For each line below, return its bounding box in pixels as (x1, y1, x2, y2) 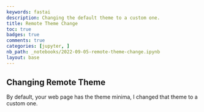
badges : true (6, 32, 40, 38)
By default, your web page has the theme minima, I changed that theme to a (6, 93, 198, 101)
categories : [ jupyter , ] (6, 43, 70, 50)
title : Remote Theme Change (6, 20, 78, 26)
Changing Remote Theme (6, 77, 106, 88)
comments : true (6, 37, 45, 43)
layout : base (6, 54, 40, 61)
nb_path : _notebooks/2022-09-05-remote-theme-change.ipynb (6, 49, 161, 55)
